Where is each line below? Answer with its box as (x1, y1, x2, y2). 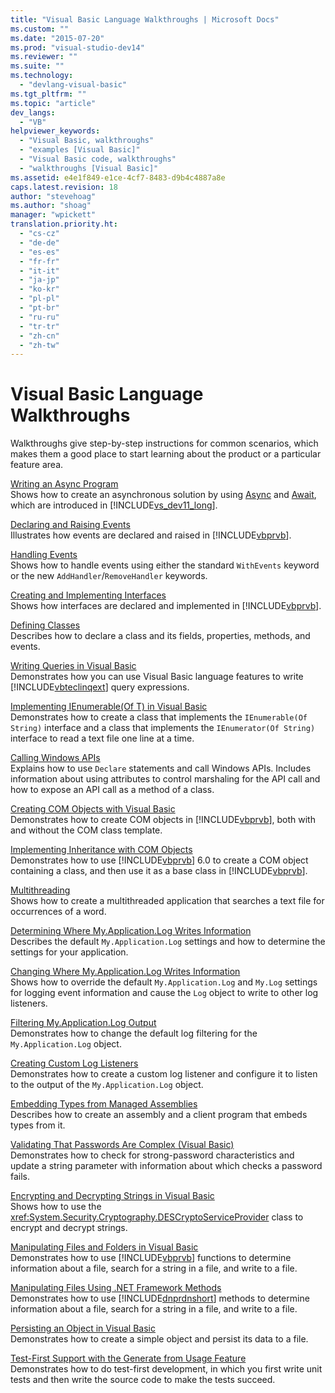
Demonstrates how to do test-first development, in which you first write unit (10, 1363, 323, 1375)
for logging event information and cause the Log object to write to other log (10, 987, 319, 999)
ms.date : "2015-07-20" (10, 33, 105, 43)
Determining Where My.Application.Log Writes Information (10, 925, 252, 937)
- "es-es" (19, 247, 60, 257)
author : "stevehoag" (10, 191, 97, 201)
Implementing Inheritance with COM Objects (10, 844, 193, 856)
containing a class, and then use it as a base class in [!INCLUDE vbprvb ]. (10, 865, 308, 877)
